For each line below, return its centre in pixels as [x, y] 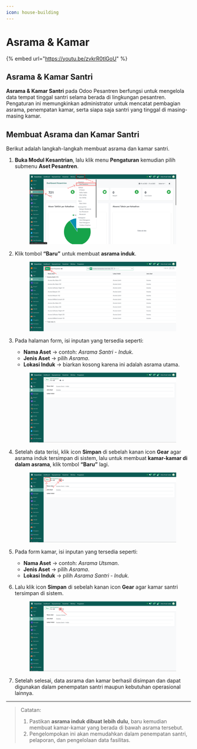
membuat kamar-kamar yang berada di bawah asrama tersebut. [106, 728]
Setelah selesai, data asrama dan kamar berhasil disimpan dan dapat [98, 681]
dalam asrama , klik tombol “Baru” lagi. [62, 465]
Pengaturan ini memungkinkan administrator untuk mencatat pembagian [93, 103]
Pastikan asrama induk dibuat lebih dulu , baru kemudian [98, 721]
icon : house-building [33, 12]
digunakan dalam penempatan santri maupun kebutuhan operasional [97, 687]
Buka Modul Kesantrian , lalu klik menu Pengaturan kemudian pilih [95, 160]
